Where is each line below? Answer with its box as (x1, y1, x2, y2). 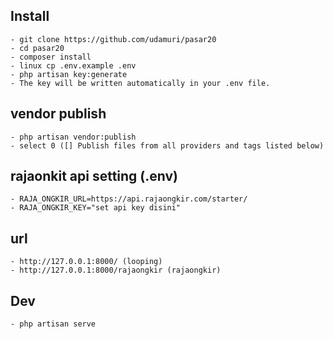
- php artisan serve (10, 319, 97, 329)
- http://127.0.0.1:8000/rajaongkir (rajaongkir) (10, 265, 222, 276)
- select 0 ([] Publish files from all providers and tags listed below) (10, 140, 325, 151)
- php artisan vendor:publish (10, 132, 137, 142)
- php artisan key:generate (10, 69, 128, 79)
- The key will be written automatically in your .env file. (10, 78, 271, 88)
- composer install (10, 52, 92, 62)
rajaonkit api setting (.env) (10, 168, 179, 185)
